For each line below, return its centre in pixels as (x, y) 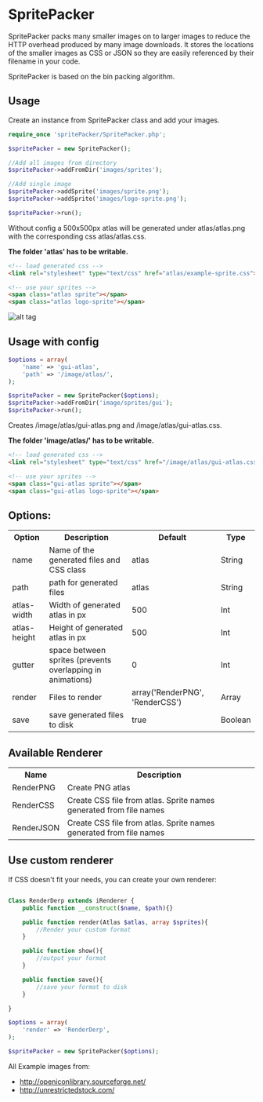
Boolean (236, 720)
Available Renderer (56, 752)
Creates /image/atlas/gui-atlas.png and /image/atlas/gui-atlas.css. (115, 425)
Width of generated (85, 605)
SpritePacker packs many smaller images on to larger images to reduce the (129, 36)
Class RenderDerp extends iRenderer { (71, 900)
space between (77, 651)
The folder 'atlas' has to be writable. (68, 251)
